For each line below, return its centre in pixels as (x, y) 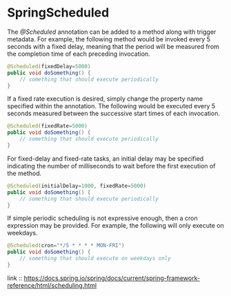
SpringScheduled (58, 13)
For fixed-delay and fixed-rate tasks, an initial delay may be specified (106, 158)
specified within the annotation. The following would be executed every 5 (111, 106)
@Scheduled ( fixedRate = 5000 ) (48, 126)
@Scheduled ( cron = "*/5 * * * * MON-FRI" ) (66, 246)
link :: (15, 278)
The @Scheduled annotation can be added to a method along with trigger (112, 32)
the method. (24, 173)
